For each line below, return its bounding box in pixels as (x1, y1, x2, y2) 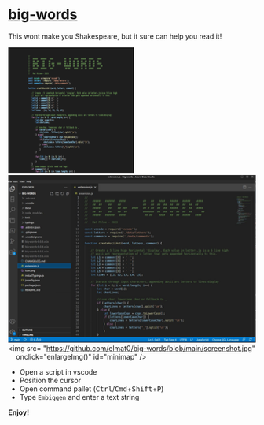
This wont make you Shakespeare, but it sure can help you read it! (8, 32, 222, 41)
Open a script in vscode (19, 367, 97, 376)
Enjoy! (8, 408, 30, 417)
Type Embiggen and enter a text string (19, 392, 140, 401)
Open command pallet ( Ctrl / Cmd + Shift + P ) (19, 384, 164, 393)
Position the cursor (19, 375, 81, 385)
